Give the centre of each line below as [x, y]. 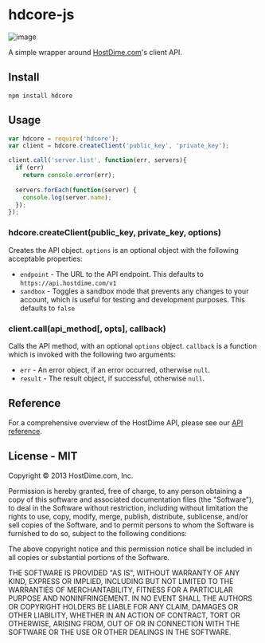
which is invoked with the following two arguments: [92, 354]
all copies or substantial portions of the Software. [89, 557]
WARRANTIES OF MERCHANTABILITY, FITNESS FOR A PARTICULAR [121, 590]
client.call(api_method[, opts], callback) [87, 329]
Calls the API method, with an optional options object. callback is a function [132, 345]
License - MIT [43, 456]
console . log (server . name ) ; [67, 197]
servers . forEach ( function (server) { [76, 190]
